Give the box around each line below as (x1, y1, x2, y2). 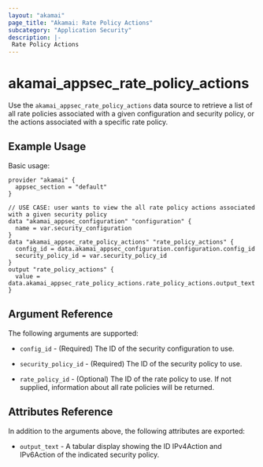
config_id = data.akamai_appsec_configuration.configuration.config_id (15, 245, 256, 252)
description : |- (8, 33, 61, 42)
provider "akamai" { (8, 176, 76, 184)
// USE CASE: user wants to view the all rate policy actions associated (8, 204, 256, 211)
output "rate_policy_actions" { (8, 265, 114, 274)
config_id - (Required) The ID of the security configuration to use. (19, 344, 235, 353)
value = (15, 272, 41, 280)
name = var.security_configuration (15, 224, 132, 232)
